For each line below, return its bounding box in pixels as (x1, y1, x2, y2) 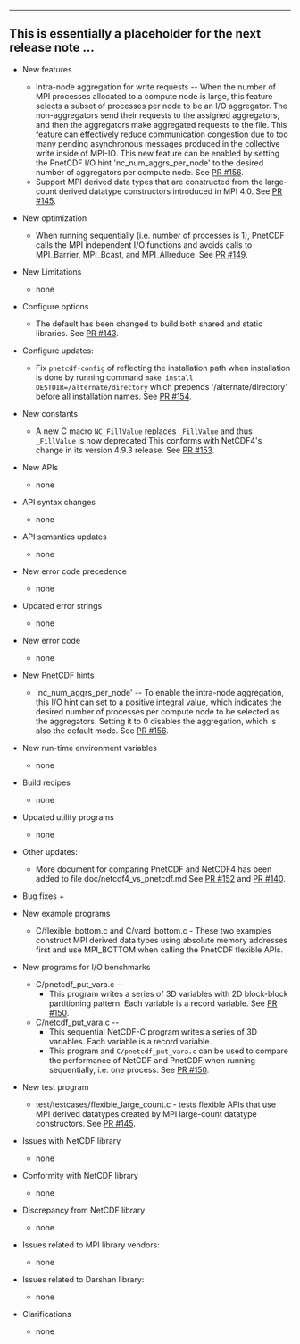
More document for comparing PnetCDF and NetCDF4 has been (35, 864, 272, 875)
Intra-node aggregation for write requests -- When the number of (35, 81, 277, 92)
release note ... (9, 40, 96, 55)
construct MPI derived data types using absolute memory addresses (35, 934, 288, 945)
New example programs (21, 908, 111, 918)
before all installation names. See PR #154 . (35, 391, 192, 402)
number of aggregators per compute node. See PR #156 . (35, 166, 244, 177)
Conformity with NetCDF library (21, 1170, 138, 1180)
